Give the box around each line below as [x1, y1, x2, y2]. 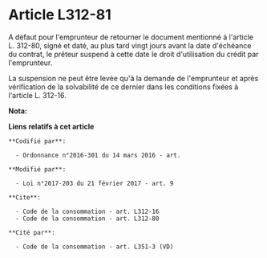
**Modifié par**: [8, 165, 67, 174]
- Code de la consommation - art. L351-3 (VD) [15, 243, 174, 251]
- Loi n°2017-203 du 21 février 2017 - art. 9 [15, 179, 174, 187]
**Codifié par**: [8, 137, 67, 145]
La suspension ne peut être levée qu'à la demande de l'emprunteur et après [8, 73, 259, 83]
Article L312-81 [8, 6, 112, 24]
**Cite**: [8, 193, 42, 202]
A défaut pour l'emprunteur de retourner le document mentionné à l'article [8, 32, 254, 42]
